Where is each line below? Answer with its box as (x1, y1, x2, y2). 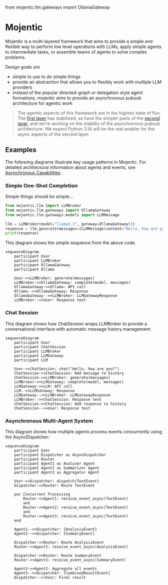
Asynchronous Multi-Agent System (5, 417, 93, 424)
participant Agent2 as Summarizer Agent (14, 465, 99, 470)
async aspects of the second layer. (17, 131, 90, 137)
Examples (5, 146, 36, 154)
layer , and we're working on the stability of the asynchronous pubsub (17, 120, 160, 127)
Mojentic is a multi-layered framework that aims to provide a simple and (5, 38, 153, 44)
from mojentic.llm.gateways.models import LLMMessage (5, 212, 120, 217)
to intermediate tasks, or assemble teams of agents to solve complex (5, 49, 147, 55)
